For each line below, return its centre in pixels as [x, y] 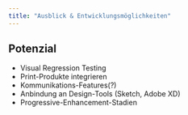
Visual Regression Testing [63, 68]
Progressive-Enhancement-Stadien [78, 103]
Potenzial [32, 49]
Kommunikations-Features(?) [68, 85]
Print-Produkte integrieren [63, 77]
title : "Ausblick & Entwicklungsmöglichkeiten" [90, 16]
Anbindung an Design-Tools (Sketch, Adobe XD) [100, 94]
